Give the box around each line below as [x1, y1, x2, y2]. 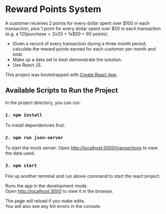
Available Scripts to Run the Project [5, 86, 118, 95]
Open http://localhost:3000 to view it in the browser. [5, 188, 114, 194]
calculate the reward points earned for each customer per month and [12, 46, 156, 52]
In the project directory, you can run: [5, 99, 81, 105]
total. [12, 51, 24, 57]
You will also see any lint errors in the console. [5, 203, 102, 209]
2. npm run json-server [5, 135, 64, 140]
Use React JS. [12, 62, 42, 68]
